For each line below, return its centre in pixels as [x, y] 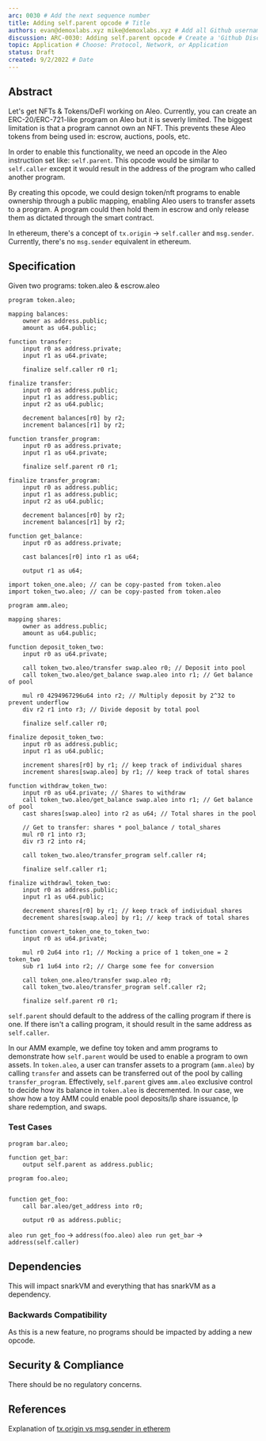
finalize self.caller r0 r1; [70, 370]
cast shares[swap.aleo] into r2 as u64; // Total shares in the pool [140, 814]
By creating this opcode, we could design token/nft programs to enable [124, 192]
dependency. [30, 1294]
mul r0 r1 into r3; [55, 834]
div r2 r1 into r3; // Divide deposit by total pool [111, 709]
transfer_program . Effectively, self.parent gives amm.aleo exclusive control [131, 1081]
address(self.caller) [44, 1242]
